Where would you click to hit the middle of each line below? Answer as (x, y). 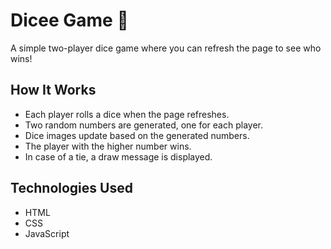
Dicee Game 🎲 (69, 20)
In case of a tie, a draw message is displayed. (118, 156)
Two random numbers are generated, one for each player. (143, 125)
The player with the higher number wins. (108, 146)
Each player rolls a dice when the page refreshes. (127, 114)
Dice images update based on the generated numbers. (137, 135)
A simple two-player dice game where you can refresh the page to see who (166, 48)
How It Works (53, 90)
